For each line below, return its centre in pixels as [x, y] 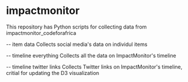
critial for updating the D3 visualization [53, 73]
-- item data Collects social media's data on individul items [77, 44]
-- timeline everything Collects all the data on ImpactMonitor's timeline [91, 55]
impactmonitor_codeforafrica [41, 33]
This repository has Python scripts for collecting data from [76, 27]
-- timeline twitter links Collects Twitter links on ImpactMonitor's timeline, [94, 67]
